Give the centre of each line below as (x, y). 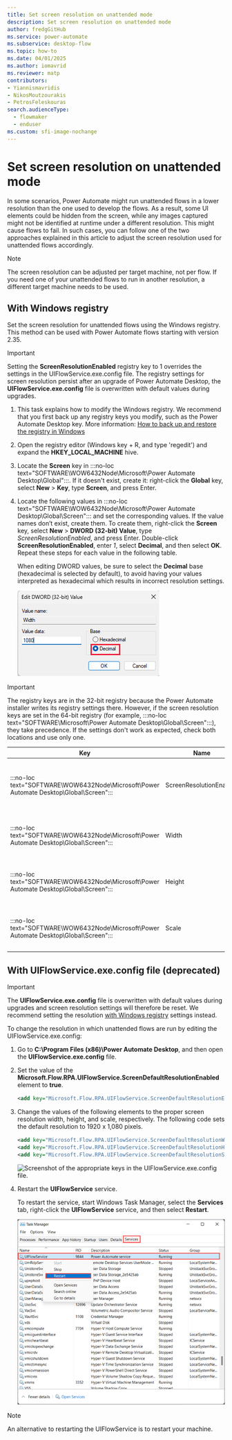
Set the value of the (45, 1070)
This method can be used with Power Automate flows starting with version (113, 332)
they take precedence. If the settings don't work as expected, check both (112, 730)
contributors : (28, 80)
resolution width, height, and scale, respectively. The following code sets (121, 1119)
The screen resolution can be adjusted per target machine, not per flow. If (112, 272)
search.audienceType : (38, 110)
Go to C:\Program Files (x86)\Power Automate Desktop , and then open (120, 1050)
